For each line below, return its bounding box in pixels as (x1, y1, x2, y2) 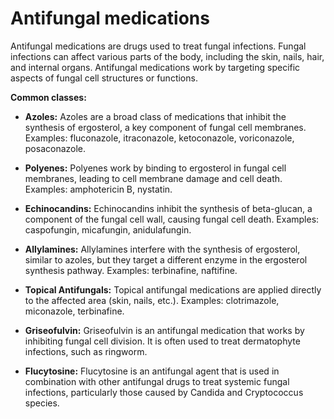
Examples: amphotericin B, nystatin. (24, 183, 173, 195)
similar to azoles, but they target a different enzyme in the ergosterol (24, 253, 308, 266)
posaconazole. (24, 142, 87, 154)
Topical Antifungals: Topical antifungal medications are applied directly (24, 283, 322, 296)
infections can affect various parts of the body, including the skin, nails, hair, (10, 50, 325, 62)
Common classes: (10, 91, 87, 103)
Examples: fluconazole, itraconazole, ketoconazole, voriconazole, (24, 132, 295, 144)
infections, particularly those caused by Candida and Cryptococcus (24, 386, 304, 398)
